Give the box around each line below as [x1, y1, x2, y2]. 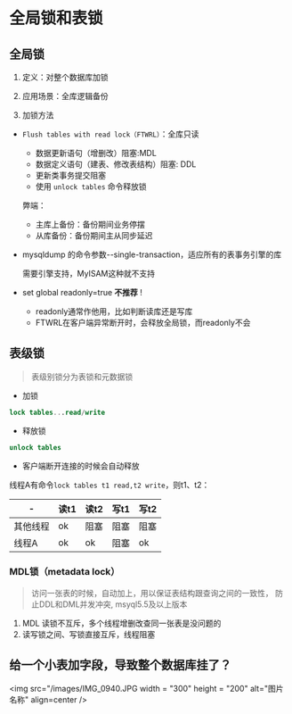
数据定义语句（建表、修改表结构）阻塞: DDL [35, 159, 197, 170]
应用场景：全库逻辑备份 [21, 91, 109, 101]
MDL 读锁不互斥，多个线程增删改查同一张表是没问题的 [21, 618, 222, 628]
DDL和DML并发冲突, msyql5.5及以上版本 [38, 599, 188, 610]
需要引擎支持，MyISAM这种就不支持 [21, 269, 156, 278]
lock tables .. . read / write [9, 408, 105, 417]
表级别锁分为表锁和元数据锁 [30, 371, 134, 382]
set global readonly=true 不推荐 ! [21, 287, 142, 297]
